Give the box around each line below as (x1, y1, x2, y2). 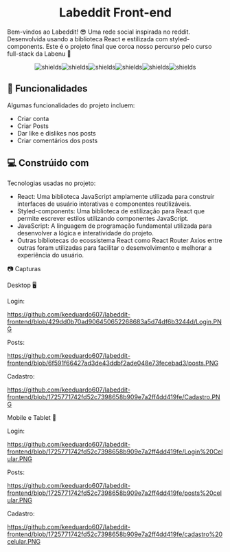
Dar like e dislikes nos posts (16, 129, 96, 137)
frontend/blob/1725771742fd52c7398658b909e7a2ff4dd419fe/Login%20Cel (7, 447, 223, 456)
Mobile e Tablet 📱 (7, 413, 57, 421)
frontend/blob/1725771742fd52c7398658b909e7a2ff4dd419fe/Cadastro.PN (7, 392, 221, 401)
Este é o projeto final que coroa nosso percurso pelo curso (45, 42, 212, 50)
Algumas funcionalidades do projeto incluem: (7, 101, 135, 109)
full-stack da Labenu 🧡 (7, 50, 71, 58)
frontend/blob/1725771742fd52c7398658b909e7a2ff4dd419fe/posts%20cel (7, 489, 222, 497)
